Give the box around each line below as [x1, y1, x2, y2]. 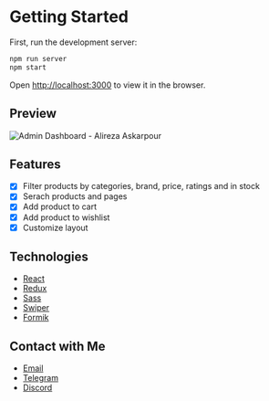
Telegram [22, 373, 59, 384]
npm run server [9, 54, 67, 63]
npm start [9, 62, 47, 72]
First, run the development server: [9, 37, 138, 47]
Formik [22, 312, 49, 323]
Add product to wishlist [22, 212, 110, 223]
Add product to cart [22, 201, 98, 212]
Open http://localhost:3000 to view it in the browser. [9, 79, 206, 90]
